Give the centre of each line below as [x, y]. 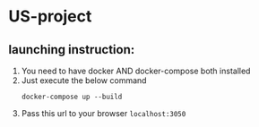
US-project [50, 17]
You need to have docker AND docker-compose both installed [136, 71]
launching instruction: [72, 50]
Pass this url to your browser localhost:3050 [104, 113]
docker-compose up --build [72, 97]
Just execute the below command [84, 80]
